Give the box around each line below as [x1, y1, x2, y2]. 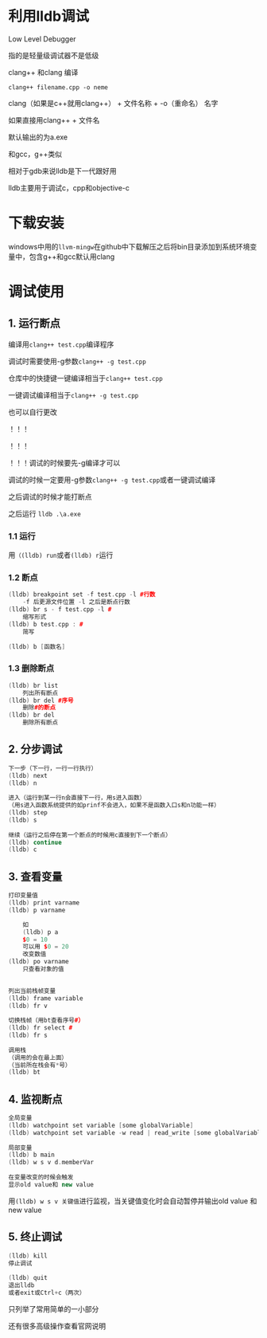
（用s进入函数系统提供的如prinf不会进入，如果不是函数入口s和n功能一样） [8, 802, 220, 810]
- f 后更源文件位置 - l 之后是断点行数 [22, 598, 131, 606]
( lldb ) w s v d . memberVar [8, 1159, 94, 1167]
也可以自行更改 [8, 407, 57, 417]
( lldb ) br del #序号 [8, 696, 74, 704]
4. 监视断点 [8, 1093, 63, 1106]
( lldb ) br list [8, 681, 59, 689]
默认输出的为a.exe [8, 132, 68, 142]
